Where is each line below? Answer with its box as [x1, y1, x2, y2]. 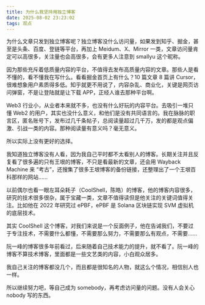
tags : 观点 [6, 20, 32, 26]
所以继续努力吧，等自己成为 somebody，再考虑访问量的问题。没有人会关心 [6, 284, 195, 292]
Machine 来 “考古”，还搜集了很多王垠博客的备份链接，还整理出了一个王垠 [6, 166, 191, 173]
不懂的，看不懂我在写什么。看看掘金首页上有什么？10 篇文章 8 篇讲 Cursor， [6, 74, 199, 81]
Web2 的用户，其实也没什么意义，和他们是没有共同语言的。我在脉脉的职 [13, 109, 195, 117]
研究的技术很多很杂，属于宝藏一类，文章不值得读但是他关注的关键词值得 [6, 194, 188, 201]
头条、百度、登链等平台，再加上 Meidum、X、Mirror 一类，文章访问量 [16, 45, 193, 52]
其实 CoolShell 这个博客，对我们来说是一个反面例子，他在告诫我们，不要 [6, 222, 189, 229]
